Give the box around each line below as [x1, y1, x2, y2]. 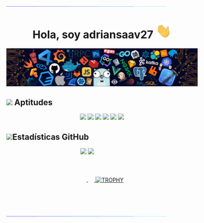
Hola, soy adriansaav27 [32, 28, 154, 42]
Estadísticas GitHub [12, 132, 89, 142]
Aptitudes [14, 97, 53, 108]
